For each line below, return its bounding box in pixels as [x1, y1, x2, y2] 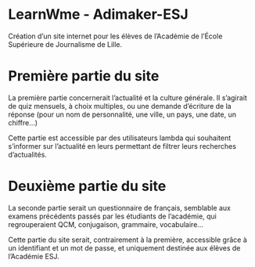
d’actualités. [8, 150, 47, 159]
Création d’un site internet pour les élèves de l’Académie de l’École [8, 31, 223, 41]
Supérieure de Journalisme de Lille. [8, 39, 123, 49]
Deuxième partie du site [8, 178, 167, 195]
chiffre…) [8, 117, 38, 127]
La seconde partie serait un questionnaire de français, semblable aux [8, 203, 231, 212]
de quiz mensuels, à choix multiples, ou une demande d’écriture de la [8, 101, 232, 110]
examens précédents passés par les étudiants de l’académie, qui [8, 211, 217, 221]
